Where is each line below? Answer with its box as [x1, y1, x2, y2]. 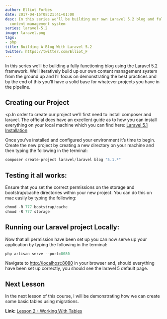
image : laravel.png [5, 30, 46, 35]
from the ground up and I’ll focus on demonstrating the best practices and [5, 73, 157, 79]
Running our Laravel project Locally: [5, 223, 120, 232]
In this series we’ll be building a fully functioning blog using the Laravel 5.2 [5, 63, 158, 69]
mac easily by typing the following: [5, 195, 77, 201]
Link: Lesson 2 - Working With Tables [5, 308, 83, 314]
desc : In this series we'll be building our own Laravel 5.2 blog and [5, 16, 155, 21]
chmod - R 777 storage [5, 209, 50, 214]
